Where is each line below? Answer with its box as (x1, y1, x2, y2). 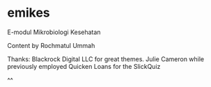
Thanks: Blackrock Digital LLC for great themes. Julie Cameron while (7, 54, 205, 63)
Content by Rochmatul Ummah (7, 41, 95, 49)
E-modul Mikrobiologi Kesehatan (7, 28, 101, 36)
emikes (7, 5, 50, 21)
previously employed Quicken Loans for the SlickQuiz (7, 62, 161, 70)
